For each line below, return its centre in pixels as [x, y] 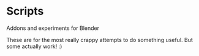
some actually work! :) [34, 46]
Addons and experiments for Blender [53, 28]
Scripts [25, 11]
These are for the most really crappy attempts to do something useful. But [99, 40]
